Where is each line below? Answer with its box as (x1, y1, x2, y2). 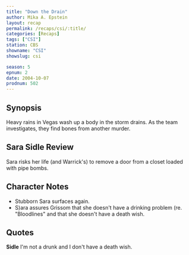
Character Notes (6, 182, 69, 192)
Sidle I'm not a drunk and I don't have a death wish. (6, 243, 133, 251)
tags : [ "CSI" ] (6, 36, 42, 42)
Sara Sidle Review (6, 142, 74, 152)
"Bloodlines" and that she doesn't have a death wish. (14, 210, 144, 217)
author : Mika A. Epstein (6, 14, 68, 20)
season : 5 (6, 64, 31, 70)
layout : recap (6, 20, 42, 26)
